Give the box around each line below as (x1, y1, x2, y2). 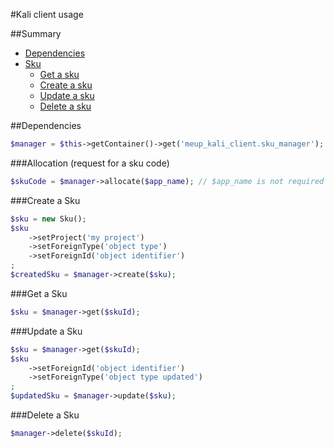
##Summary (10, 28, 62, 39)
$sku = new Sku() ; (10, 214, 87, 224)
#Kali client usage (10, 9, 84, 20)
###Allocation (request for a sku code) (10, 157, 170, 169)
